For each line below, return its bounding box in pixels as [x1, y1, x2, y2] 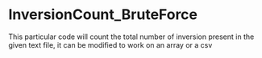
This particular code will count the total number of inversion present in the [8, 32, 255, 41]
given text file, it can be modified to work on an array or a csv [8, 40, 213, 49]
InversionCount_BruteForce [8, 6, 198, 24]
